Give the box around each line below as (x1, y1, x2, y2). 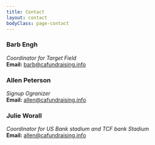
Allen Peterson (6, 76, 51, 84)
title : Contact (6, 9, 45, 15)
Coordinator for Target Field (6, 54, 77, 62)
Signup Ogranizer (6, 90, 50, 97)
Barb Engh (6, 40, 38, 49)
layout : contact (6, 15, 47, 21)
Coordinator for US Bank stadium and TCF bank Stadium (6, 126, 150, 133)
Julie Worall (6, 111, 43, 119)
